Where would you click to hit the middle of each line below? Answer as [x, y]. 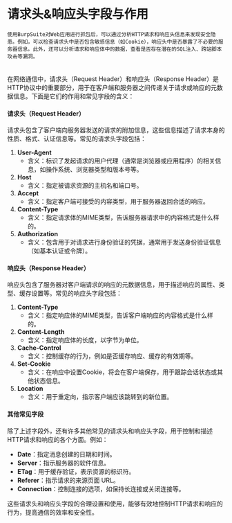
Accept [28, 193]
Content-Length [41, 332]
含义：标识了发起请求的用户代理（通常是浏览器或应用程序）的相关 [121, 161]
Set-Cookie [34, 364]
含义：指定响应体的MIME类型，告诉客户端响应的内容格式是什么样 [120, 315]
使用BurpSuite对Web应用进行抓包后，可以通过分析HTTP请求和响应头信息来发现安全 [109, 34]
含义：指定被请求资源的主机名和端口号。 [85, 186]
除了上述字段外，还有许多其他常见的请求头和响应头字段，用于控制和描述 [110, 431]
